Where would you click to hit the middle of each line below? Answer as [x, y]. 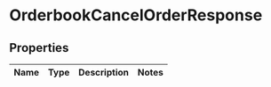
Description [104, 72]
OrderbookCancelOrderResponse [136, 15]
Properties [39, 48]
